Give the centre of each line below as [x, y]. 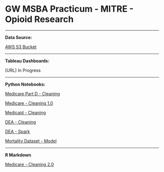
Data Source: [19, 37]
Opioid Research [40, 19]
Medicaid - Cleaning [26, 113]
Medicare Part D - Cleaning [32, 94]
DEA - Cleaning [20, 122]
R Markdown [18, 155]
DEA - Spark [18, 131]
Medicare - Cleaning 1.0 [29, 103]
